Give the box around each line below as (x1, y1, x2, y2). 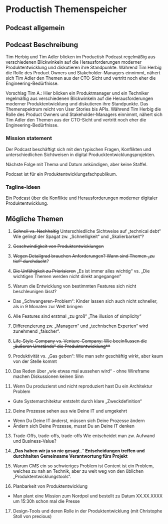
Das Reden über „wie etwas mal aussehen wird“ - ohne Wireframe (12, 368, 149, 374)
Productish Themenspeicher (5, 4, 127, 15)
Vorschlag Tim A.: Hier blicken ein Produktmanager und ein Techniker (5, 90, 149, 96)
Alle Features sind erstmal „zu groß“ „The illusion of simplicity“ (12, 313, 141, 319)
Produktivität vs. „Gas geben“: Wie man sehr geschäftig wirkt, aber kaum (12, 353, 163, 359)
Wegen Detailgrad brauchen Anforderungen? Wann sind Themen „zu (12, 252, 155, 259)
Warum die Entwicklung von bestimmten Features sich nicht (12, 283, 136, 289)
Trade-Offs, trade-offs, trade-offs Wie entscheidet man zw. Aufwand (12, 433, 155, 439)
